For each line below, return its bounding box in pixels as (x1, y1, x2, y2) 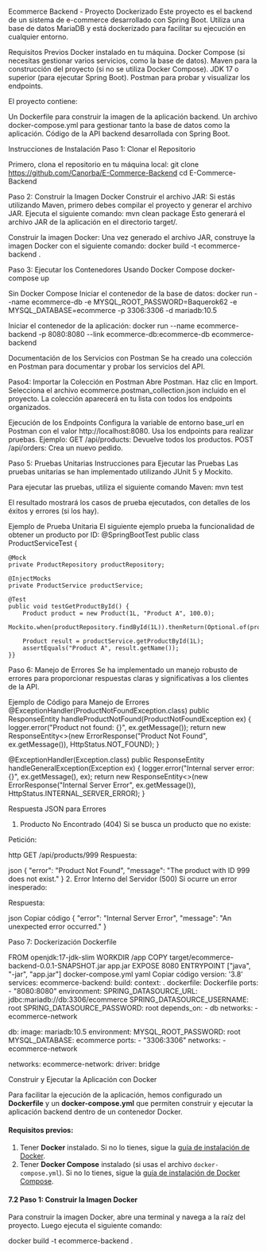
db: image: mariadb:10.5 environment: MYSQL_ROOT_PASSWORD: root (8, 1027, 241, 1036)
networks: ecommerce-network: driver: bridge (8, 1060, 161, 1068)
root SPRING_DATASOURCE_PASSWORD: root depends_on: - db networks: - (8, 1003, 258, 1012)
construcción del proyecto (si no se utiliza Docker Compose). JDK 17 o (8, 64, 239, 74)
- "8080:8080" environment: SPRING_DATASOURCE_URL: (8, 987, 198, 995)
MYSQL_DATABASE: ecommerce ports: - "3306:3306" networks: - (8, 1036, 226, 1045)
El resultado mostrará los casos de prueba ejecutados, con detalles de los (8, 498, 250, 507)
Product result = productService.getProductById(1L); (22, 637, 204, 645)
